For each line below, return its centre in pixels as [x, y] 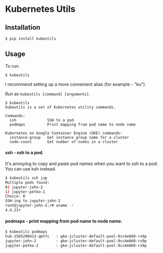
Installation [23, 27]
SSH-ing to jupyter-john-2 [33, 201]
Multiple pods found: [27, 182]
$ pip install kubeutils [31, 39]
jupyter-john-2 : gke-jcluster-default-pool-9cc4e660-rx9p [76, 241]
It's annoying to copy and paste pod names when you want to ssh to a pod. [81, 164]
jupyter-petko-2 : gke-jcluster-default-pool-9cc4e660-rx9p [76, 246]
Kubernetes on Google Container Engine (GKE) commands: [64, 133]
